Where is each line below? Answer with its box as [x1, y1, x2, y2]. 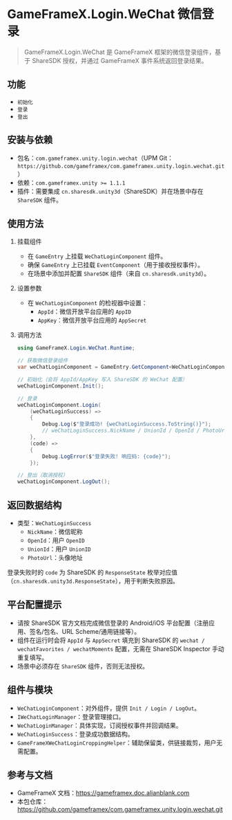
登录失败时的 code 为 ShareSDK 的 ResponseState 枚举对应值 [7, 568, 178, 576]
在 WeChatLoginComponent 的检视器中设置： [27, 299, 148, 307]
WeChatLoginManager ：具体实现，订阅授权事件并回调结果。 [17, 721, 182, 729]
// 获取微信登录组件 [17, 357, 68, 364]
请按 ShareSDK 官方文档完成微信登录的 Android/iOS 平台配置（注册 [17, 619, 209, 627]
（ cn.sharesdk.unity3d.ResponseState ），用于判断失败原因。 [7, 576, 180, 585]
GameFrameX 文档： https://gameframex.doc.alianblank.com [17, 789, 190, 797]
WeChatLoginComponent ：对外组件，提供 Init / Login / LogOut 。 [17, 704, 201, 712]
